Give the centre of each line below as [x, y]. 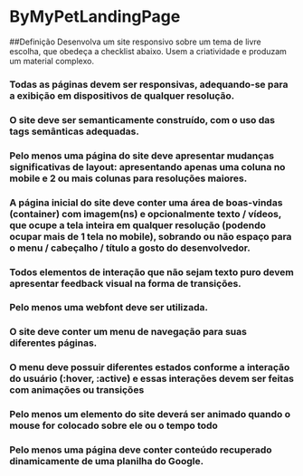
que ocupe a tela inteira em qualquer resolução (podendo [138, 225]
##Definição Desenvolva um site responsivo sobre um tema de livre [135, 42]
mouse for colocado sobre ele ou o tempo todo [114, 425]
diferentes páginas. [53, 343]
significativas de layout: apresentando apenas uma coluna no [147, 167]
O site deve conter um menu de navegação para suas [128, 332]
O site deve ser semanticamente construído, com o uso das [142, 119]
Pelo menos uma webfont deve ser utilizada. [109, 308]
